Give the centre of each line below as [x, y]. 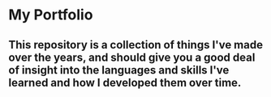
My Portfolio [51, 15]
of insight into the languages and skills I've [119, 70]
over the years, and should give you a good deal [132, 57]
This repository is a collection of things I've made [136, 45]
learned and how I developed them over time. [125, 82]
